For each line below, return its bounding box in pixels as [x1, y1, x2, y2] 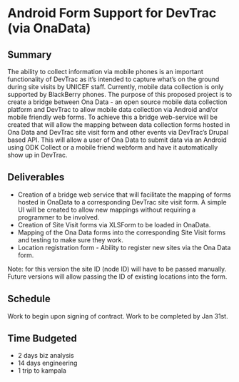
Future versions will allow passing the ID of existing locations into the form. [7, 272, 228, 281]
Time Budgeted [7, 333, 77, 345]
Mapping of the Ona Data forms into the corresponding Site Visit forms [17, 228, 226, 237]
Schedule [7, 293, 51, 305]
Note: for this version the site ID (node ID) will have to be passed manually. [7, 264, 227, 273]
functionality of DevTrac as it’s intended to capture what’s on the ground [7, 75, 220, 83]
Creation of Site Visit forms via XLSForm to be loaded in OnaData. [17, 220, 211, 229]
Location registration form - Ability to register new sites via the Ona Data [17, 243, 231, 252]
